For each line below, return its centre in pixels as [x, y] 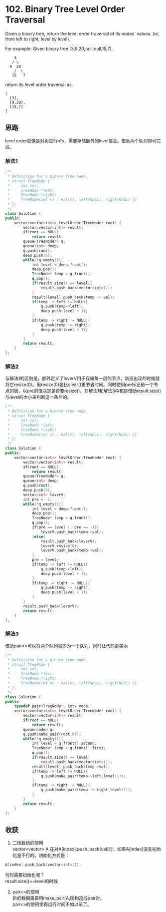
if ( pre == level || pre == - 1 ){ [65, 527]
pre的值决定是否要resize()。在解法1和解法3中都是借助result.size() [94, 391]
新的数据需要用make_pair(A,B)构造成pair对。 [58, 898]
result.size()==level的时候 [32, 881]
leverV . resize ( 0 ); [60, 546]
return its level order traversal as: [39, 84]
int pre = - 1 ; [38, 499]
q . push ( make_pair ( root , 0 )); [52, 734]
